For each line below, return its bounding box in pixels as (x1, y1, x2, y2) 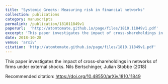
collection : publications (5, 12, 59, 17)
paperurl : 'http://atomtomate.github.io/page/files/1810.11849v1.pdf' (5, 26, 158, 31)
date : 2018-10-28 (5, 35, 42, 40)
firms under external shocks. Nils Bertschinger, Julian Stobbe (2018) (5, 63, 147, 69)
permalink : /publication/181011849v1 (5, 21, 85, 26)
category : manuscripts (5, 16, 53, 21)
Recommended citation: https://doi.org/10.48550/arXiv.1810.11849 (5, 73, 141, 79)
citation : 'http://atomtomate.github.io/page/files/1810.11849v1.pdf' (5, 44, 156, 49)
